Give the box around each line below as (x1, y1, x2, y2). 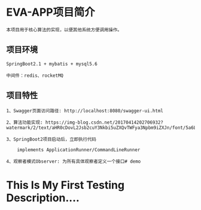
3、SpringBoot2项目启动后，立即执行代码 (6, 136, 97, 142)
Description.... (6, 191, 80, 205)
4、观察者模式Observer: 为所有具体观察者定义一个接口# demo (6, 158, 141, 164)
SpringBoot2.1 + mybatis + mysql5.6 (6, 61, 98, 67)
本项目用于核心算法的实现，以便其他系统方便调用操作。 (6, 26, 123, 33)
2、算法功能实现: (6, 119, 43, 125)
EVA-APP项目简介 (6, 5, 96, 19)
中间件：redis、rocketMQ (6, 73, 64, 79)
